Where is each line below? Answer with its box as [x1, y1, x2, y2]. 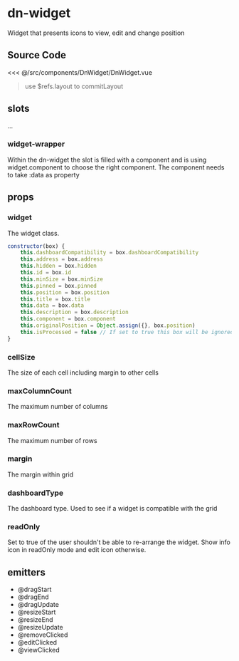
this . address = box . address [20, 256, 103, 263]
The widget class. [7, 229, 60, 237]
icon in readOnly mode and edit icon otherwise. [7, 546, 147, 554]
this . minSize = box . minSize [20, 276, 103, 283]
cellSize [7, 352, 36, 362]
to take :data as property [7, 170, 80, 179]
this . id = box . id [20, 269, 72, 276]
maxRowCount [7, 420, 60, 430]
